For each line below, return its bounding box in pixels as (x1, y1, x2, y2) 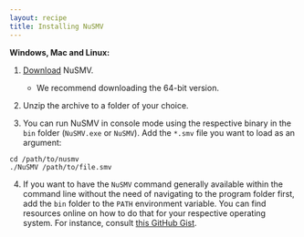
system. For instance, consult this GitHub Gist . (22, 217, 198, 228)
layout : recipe (9, 13, 68, 23)
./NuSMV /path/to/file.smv (9, 162, 112, 171)
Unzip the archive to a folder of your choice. (22, 99, 189, 110)
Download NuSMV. (22, 65, 94, 76)
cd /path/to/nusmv (9, 154, 79, 164)
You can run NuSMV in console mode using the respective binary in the (22, 118, 292, 129)
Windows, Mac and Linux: (9, 46, 110, 57)
